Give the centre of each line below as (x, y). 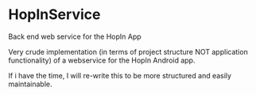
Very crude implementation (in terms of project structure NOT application (128, 51)
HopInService (54, 15)
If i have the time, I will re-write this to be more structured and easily (120, 75)
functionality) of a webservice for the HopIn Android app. (102, 60)
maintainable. (30, 84)
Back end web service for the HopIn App (75, 36)
